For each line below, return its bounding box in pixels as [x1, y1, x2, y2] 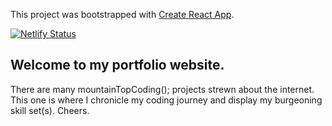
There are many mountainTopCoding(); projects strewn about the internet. [10, 83, 315, 95]
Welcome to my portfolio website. [10, 57, 225, 74]
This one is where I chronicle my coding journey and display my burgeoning [10, 94, 323, 106]
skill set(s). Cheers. [10, 104, 90, 116]
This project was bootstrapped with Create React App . [10, 9, 235, 20]
